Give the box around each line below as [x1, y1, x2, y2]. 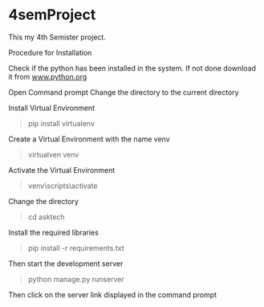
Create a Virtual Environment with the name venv [8, 134, 170, 144]
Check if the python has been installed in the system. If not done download [8, 63, 257, 73]
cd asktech [27, 211, 66, 222]
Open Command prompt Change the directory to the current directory [8, 87, 239, 97]
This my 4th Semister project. [8, 32, 106, 42]
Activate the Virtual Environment [8, 165, 116, 174]
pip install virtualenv [27, 118, 95, 128]
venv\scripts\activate [27, 181, 98, 190]
